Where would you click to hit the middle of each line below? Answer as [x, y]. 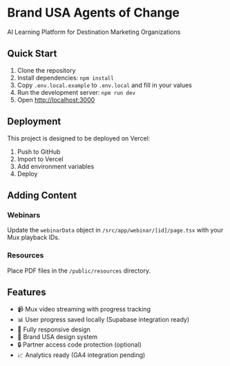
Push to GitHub [39, 152]
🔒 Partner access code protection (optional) [79, 345]
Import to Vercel [40, 159]
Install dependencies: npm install [65, 77]
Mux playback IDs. [33, 237]
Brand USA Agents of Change [94, 13]
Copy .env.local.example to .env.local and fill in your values [104, 85]
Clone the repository [46, 70]
